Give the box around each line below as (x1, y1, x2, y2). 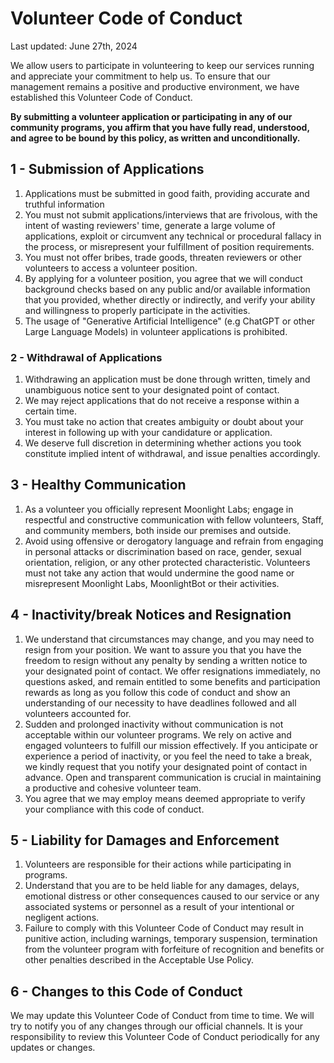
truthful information (24, 198, 105, 210)
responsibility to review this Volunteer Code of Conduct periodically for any (10, 1031, 320, 1043)
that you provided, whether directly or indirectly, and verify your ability (24, 293, 316, 306)
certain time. (24, 405, 77, 417)
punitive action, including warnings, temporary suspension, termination (24, 933, 318, 945)
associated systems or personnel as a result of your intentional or (24, 901, 295, 913)
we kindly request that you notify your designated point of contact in (24, 760, 308, 772)
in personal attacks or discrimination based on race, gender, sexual (24, 545, 302, 557)
